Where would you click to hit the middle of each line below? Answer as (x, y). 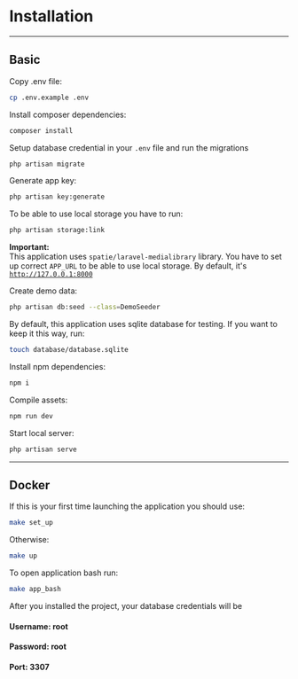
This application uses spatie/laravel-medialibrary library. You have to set (145, 257)
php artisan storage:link (57, 230)
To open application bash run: (63, 573)
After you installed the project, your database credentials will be (125, 605)
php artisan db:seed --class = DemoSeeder (85, 308)
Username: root (39, 626)
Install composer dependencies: (68, 114)
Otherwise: (29, 540)
